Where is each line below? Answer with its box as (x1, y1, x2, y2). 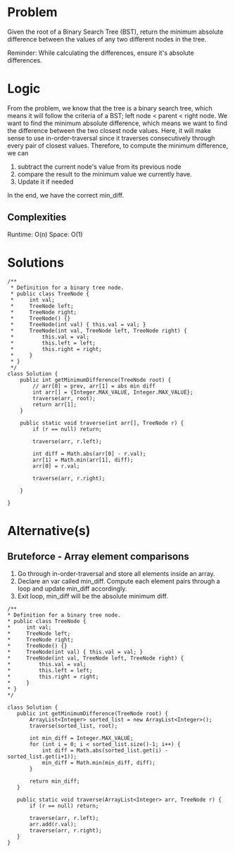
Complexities (7, 212, 67, 224)
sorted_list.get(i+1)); (7, 753, 77, 760)
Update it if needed (17, 177, 74, 186)
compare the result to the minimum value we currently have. (17, 169, 192, 178)
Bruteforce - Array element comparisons (7, 551, 190, 563)
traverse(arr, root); (32, 395, 96, 402)
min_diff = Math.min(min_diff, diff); (42, 759, 156, 767)
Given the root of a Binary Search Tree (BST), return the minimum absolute (7, 27, 224, 36)
